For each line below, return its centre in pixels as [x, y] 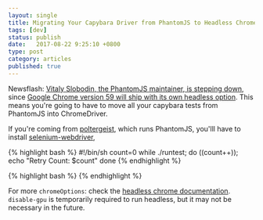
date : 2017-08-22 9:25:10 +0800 [65, 45]
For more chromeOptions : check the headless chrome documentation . [119, 191]
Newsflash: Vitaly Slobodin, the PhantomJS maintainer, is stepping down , [126, 88]
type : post [26, 52]
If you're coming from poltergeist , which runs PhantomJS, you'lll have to [124, 128]
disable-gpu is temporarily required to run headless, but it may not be [120, 199]
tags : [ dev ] [27, 30]
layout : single [33, 15]
